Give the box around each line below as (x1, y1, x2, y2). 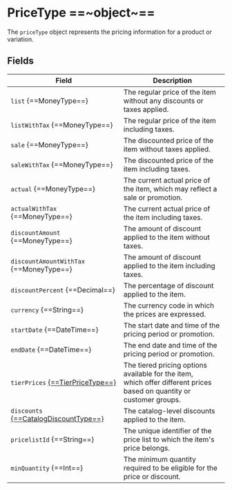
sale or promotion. (123, 192, 183, 202)
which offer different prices (123, 377, 212, 387)
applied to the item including (123, 261, 215, 270)
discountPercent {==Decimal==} (10, 285, 115, 294)
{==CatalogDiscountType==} (10, 413, 104, 423)
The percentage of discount (123, 281, 214, 290)
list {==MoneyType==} (10, 95, 88, 105)
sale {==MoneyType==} (10, 140, 88, 149)
